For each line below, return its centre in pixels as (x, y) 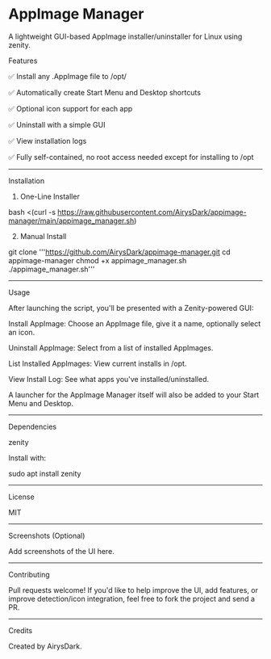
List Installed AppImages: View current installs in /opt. (98, 363)
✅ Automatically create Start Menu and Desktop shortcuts (105, 92)
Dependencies (33, 426)
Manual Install (43, 236)
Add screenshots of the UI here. (61, 551)
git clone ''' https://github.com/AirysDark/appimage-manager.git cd (120, 252)
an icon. (22, 332)
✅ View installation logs (48, 141)
